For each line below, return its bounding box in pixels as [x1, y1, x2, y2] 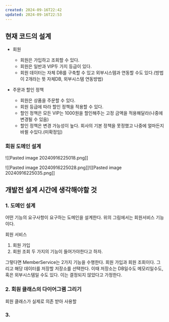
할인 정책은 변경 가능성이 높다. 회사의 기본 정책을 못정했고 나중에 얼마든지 [20, 123, 164, 129]
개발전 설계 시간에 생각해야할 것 [5, 186, 97, 194]
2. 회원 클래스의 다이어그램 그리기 [5, 286, 82, 293]
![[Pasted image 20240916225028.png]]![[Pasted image [5, 165, 122, 171]
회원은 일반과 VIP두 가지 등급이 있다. [20, 64, 92, 70]
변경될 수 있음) [20, 117, 49, 123]
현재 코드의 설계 [5, 32, 51, 40]
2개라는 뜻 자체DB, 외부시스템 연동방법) [25, 76, 103, 82]
